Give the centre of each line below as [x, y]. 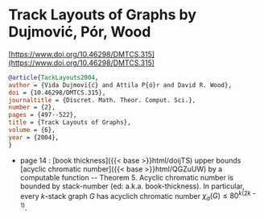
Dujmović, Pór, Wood [80, 32]
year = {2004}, [34, 137]
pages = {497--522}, [43, 115]
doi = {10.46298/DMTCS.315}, [57, 93]
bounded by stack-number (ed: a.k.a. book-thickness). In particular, [132, 186]
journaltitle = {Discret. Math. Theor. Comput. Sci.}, [102, 100]
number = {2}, [32, 107]
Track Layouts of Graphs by [103, 15]
